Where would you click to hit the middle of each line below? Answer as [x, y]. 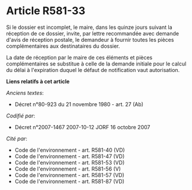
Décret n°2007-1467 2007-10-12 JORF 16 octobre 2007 [82, 127]
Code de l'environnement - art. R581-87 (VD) [69, 181]
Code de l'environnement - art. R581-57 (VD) [69, 175]
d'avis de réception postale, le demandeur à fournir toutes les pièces [90, 40]
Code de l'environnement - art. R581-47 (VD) [70, 156]
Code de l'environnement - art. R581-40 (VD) [70, 150]
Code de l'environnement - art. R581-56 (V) [68, 169]
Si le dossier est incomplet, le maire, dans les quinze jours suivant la [89, 27]
